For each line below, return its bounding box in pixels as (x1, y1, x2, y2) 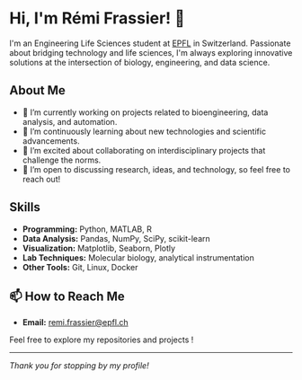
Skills (9, 199, 40, 215)
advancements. (22, 135, 80, 146)
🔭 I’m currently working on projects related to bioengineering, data (22, 107, 269, 118)
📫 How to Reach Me (9, 288, 125, 304)
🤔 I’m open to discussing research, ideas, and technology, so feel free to (22, 163, 290, 174)
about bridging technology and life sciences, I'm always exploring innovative (9, 47, 293, 57)
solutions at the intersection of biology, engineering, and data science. (9, 57, 271, 67)
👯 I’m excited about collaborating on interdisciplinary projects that (22, 145, 266, 155)
